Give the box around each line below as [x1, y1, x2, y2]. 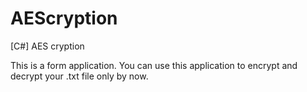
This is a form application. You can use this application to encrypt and [10, 59, 298, 71]
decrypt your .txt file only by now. [10, 70, 149, 82]
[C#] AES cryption [10, 40, 85, 52]
